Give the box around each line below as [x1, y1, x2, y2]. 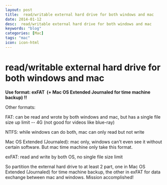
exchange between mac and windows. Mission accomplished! [5, 174, 134, 180]
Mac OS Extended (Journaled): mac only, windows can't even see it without [5, 139, 162, 145]
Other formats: [5, 104, 36, 110]
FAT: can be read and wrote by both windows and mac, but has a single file [5, 114, 161, 120]
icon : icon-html [5, 40, 39, 45]
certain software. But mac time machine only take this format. [5, 144, 133, 150]
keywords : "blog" [5, 26, 42, 31]
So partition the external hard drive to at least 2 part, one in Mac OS [5, 163, 146, 169]
